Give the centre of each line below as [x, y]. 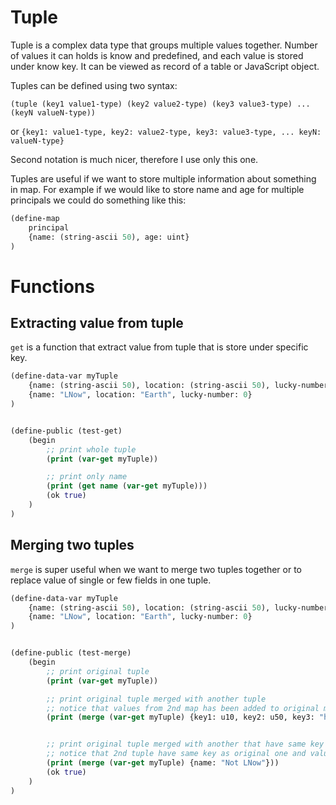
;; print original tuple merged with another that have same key [185, 744]
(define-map [35, 218]
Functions [52, 286]
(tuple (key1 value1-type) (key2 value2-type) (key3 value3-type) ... [160, 104]
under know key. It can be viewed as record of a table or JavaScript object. [165, 66]
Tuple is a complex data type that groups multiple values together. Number [164, 45]
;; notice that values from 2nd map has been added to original [183, 708]
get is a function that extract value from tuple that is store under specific [159, 347]
